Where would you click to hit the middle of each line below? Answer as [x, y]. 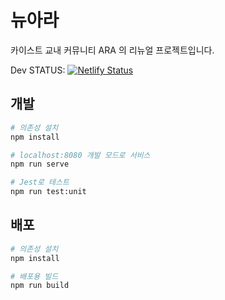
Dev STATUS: [38, 70]
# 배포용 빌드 [34, 276]
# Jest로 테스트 [40, 182]
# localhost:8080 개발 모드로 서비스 [80, 155]
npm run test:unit [48, 192]
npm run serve [40, 164]
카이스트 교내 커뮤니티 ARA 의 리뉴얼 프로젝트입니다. [112, 50]
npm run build [40, 286]
